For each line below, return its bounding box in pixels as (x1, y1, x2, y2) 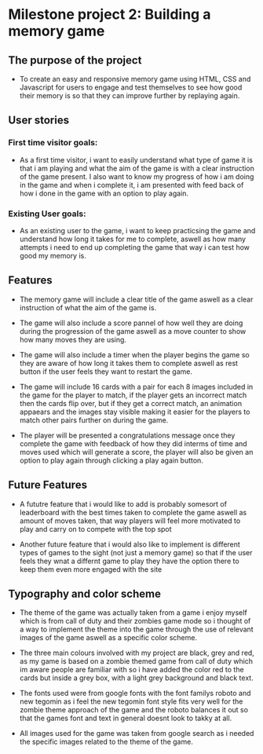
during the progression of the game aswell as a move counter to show (19, 326, 247, 335)
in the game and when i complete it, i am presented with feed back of (19, 180, 244, 189)
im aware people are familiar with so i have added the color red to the (19, 665, 245, 675)
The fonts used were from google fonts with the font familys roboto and (19, 689, 251, 698)
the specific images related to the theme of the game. (19, 737, 194, 747)
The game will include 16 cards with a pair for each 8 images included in (19, 382, 254, 391)
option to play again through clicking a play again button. (19, 456, 204, 465)
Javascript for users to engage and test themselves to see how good (19, 82, 243, 92)
